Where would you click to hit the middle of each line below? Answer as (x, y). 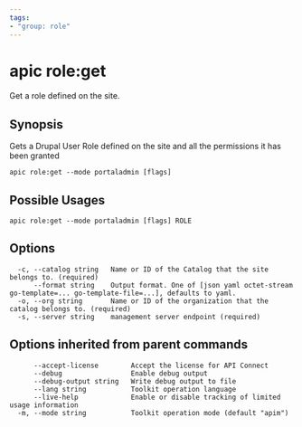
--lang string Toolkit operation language (135, 389)
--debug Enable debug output (120, 373)
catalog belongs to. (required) (70, 308)
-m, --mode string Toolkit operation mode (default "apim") (153, 413)
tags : (19, 18)
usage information (44, 405)
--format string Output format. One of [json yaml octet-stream (163, 285)
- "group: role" (40, 26)
